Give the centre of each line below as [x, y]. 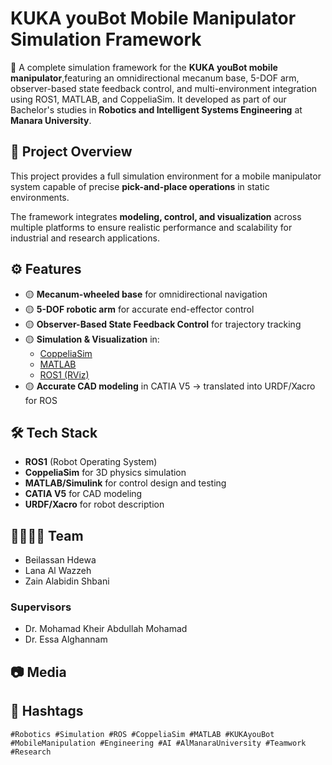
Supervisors [41, 607]
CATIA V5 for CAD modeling [83, 494]
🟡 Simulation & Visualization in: [92, 339]
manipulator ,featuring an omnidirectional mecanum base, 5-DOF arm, [155, 78]
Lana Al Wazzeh [58, 571]
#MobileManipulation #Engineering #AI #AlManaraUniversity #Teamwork [158, 743]
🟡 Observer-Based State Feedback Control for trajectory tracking [163, 324]
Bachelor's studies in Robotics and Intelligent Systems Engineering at [156, 109]
